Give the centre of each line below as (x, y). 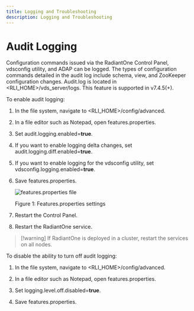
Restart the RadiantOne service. (54, 227)
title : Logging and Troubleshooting (51, 12)
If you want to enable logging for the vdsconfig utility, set (84, 163)
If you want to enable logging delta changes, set (73, 145)
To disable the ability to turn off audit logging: (62, 256)
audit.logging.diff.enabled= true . (54, 152)
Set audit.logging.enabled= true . (54, 134)
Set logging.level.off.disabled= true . (58, 290)
